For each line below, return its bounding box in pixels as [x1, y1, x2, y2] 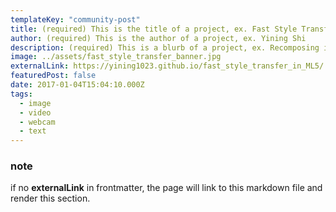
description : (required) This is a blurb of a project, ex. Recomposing [10, 42, 320, 53]
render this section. [10, 192, 91, 205]
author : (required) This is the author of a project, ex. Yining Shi [10, 33, 307, 43]
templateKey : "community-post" [10, 14, 141, 25]
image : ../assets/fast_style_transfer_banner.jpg [10, 52, 222, 62]
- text [19, 126, 47, 136]
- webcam [19, 117, 56, 127]
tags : [10, 89, 33, 99]
